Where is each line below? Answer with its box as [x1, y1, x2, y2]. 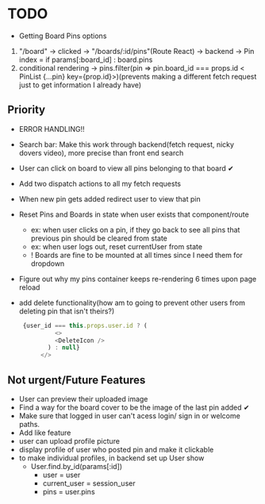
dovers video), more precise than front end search [18, 148, 184, 157]
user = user [42, 470, 81, 479]
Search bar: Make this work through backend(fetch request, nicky [18, 140, 235, 149]
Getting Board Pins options [18, 31, 107, 40]
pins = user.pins [42, 487, 96, 496]
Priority [7, 103, 45, 117]
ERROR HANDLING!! [18, 124, 85, 133]
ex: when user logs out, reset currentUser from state [30, 241, 203, 251]
